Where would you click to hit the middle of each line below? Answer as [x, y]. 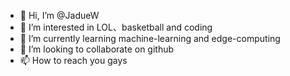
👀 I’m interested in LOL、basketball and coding [116, 27]
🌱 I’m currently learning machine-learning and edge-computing [150, 38]
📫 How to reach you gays [73, 60]
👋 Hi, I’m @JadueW [59, 15]
